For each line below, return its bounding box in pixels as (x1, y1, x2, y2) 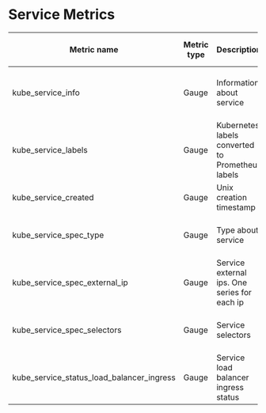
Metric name (69, 44, 119, 55)
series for (216, 286, 252, 297)
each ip (216, 297, 244, 308)
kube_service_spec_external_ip (12, 277, 128, 288)
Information (216, 77, 260, 88)
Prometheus (216, 159, 262, 170)
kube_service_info (12, 87, 81, 98)
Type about (216, 224, 259, 235)
